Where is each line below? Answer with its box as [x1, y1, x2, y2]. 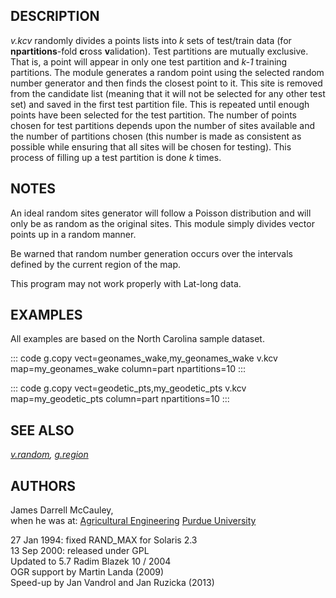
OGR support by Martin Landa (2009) [10, 566, 165, 578]
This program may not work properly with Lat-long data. [10, 277, 242, 289]
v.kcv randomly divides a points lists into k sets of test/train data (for [10, 34, 292, 46]
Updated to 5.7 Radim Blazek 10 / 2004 [10, 555, 172, 568]
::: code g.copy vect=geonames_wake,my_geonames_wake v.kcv [10, 352, 278, 364]
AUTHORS [10, 477, 77, 494]
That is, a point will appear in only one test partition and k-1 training [10, 55, 288, 68]
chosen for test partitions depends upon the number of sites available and [10, 119, 316, 131]
